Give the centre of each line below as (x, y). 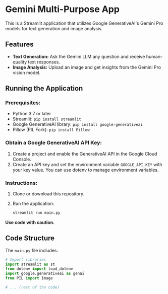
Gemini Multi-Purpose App (63, 9)
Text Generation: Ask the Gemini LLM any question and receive (79, 56)
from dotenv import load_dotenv (39, 269)
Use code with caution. (30, 222)
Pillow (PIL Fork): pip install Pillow (51, 130)
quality (20, 62)
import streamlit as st (30, 264)
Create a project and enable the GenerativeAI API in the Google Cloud (85, 154)
